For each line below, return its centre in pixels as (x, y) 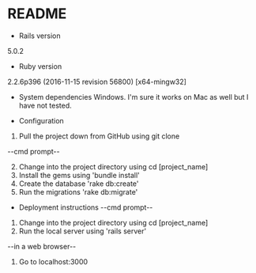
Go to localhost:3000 (53, 261)
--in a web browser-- (42, 246)
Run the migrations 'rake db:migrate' (78, 191)
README (37, 14)
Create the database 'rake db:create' (79, 184)
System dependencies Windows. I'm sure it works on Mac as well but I (134, 97)
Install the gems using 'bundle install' (79, 175)
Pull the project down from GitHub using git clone (99, 136)
